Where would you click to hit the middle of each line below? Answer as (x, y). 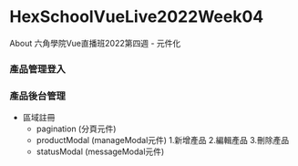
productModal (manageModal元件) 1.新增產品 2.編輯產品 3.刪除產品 (163, 140)
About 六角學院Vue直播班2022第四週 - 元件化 (95, 43)
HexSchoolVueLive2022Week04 (137, 17)
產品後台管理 (38, 96)
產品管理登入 (38, 68)
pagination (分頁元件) (76, 129)
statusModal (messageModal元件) (100, 151)
